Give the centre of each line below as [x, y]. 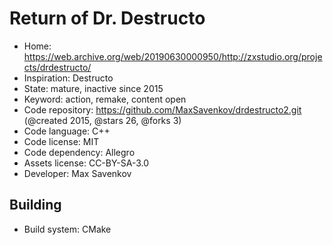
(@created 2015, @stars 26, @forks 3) [102, 120]
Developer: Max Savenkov [77, 173]
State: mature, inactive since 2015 [93, 88]
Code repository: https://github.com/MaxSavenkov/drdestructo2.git [162, 109]
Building [35, 205]
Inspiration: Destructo [68, 78]
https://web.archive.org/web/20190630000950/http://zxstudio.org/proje [173, 56]
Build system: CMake [67, 229]
